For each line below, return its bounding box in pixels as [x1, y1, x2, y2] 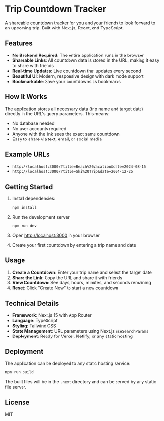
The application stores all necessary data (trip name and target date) [5, 106, 143, 112]
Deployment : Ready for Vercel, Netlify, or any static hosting [12, 333, 133, 339]
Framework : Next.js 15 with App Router [12, 312, 92, 318]
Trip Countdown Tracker [5, 3, 107, 15]
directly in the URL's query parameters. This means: [5, 111, 110, 116]
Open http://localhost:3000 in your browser [12, 232, 100, 238]
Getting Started [5, 183, 53, 191]
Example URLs [5, 150, 50, 158]
